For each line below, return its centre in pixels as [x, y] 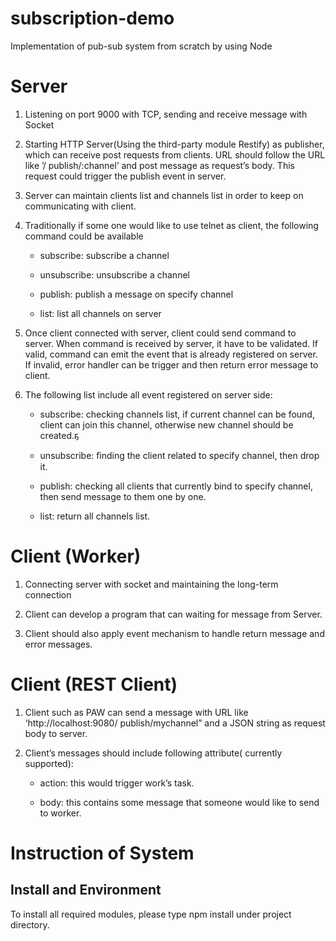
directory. [30, 924]
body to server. [56, 733]
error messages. [58, 644]
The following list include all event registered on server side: [148, 394]
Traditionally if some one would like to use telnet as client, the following [171, 225]
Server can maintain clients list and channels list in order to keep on [164, 195]
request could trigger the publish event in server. [125, 176]
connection [48, 594]
